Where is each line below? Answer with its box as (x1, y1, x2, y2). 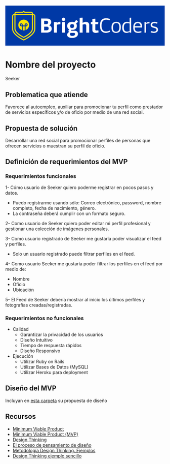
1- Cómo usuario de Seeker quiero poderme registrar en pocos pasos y (5, 184, 154, 191)
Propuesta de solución (5, 124, 78, 133)
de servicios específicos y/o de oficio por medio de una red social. (5, 109, 144, 115)
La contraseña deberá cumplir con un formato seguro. (12, 210, 125, 216)
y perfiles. (5, 241, 26, 247)
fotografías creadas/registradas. (5, 302, 72, 308)
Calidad (12, 326, 29, 332)
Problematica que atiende (5, 90, 89, 99)
